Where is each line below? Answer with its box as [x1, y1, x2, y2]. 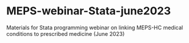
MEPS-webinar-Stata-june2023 [6, 4, 171, 18]
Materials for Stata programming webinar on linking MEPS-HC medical [6, 24, 184, 31]
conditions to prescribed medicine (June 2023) [6, 30, 125, 37]
